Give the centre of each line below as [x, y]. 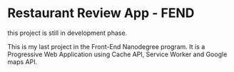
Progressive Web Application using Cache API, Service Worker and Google [117, 54]
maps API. [22, 61]
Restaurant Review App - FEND [101, 13]
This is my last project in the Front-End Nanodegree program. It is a [106, 46]
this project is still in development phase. [67, 33]
